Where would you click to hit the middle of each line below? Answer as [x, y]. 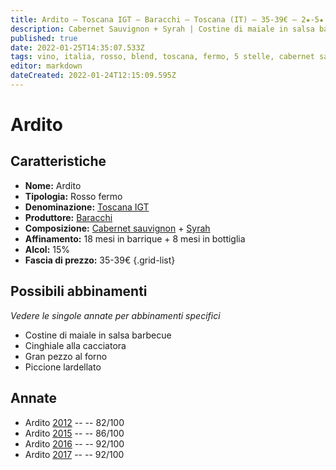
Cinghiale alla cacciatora [75, 345]
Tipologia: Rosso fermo [73, 196]
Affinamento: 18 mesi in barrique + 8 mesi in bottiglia [135, 238]
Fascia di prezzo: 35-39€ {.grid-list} [100, 260]
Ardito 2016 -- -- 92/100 [74, 443]
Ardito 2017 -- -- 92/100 [74, 454]
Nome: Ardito [53, 185]
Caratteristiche [58, 161]
